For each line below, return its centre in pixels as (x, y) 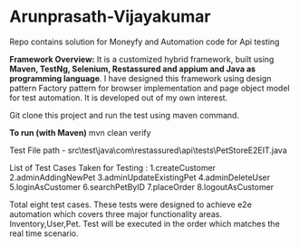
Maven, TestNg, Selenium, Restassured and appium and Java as (133, 69)
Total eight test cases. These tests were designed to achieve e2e (130, 204)
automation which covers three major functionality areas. (116, 213)
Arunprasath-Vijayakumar (110, 17)
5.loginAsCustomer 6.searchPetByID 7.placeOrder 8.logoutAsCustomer (142, 186)
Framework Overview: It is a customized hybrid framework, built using (142, 59)
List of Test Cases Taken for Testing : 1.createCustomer (112, 167)
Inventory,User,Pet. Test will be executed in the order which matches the (145, 223)
